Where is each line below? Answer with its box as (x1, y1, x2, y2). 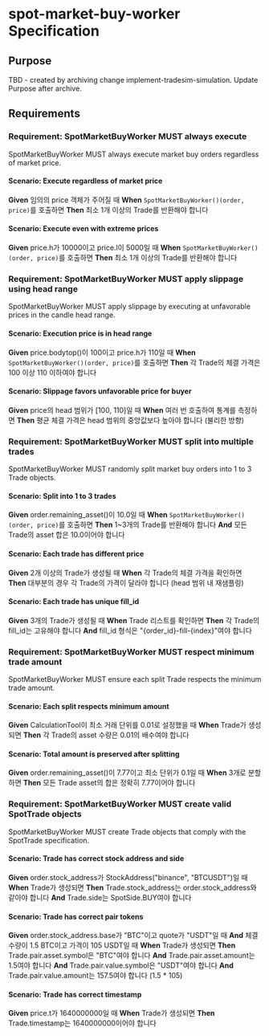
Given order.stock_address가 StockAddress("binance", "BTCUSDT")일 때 (8, 872, 248, 882)
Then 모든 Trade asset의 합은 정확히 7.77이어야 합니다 (22, 778, 196, 788)
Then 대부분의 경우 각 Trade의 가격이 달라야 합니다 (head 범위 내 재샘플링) (8, 577, 244, 587)
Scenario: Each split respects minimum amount (8, 701, 170, 711)
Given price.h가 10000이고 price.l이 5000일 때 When (8, 243, 181, 253)
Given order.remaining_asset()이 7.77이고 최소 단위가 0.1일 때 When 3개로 (8, 768, 247, 777)
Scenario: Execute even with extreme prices (8, 224, 159, 234)
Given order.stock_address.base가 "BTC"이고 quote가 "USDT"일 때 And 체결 (8, 931, 259, 940)
